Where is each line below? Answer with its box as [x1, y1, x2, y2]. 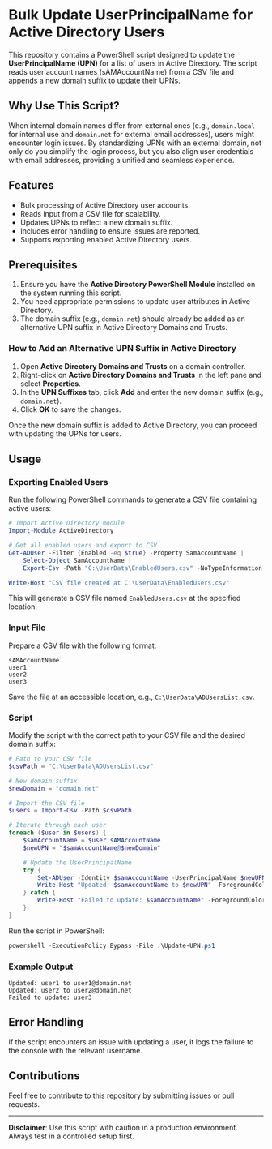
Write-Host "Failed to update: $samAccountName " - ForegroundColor [37, 896, 266, 905]
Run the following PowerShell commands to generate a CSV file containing [8, 495, 257, 504]
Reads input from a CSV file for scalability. [19, 208, 162, 218]
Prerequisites [8, 258, 78, 272]
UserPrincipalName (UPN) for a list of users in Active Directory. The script [8, 58, 257, 68]
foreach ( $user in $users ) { [8, 829, 107, 837]
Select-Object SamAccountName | [23, 556, 132, 564]
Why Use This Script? [8, 99, 120, 113]
